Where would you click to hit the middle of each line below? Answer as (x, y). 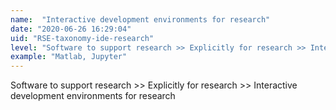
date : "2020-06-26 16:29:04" (71, 29)
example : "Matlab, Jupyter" (69, 57)
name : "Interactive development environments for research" (140, 19)
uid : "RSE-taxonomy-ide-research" (82, 38)
